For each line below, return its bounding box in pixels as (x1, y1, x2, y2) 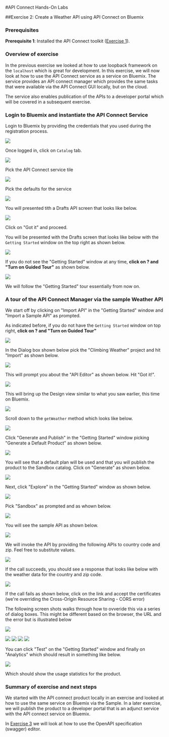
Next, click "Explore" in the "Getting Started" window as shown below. (5, 484, 151, 490)
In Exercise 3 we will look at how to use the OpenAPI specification (5, 721, 142, 727)
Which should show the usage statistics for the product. (5, 671, 122, 677)
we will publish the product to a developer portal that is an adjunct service (5, 706, 159, 712)
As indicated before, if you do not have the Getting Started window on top (5, 322, 161, 328)
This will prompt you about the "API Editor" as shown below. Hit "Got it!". (5, 372, 155, 378)
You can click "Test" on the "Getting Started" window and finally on (5, 646, 145, 652)
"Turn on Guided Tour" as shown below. (5, 264, 90, 270)
